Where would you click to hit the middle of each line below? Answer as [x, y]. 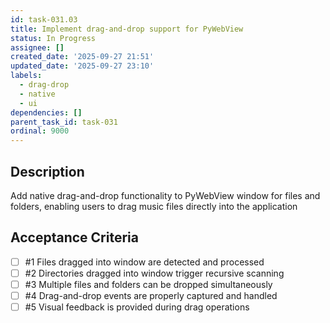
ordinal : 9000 [40, 131]
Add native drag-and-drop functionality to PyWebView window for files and [165, 195]
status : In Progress [53, 38]
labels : [26, 76]
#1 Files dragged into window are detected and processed [144, 262]
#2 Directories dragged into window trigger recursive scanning [154, 273]
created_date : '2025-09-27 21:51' [82, 57]
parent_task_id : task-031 [64, 122]
